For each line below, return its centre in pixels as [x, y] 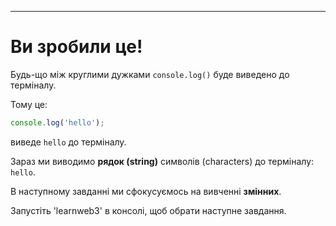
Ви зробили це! [76, 47]
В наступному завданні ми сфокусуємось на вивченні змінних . [146, 191]
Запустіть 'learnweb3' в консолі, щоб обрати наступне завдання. [148, 210]
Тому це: [29, 104]
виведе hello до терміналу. [68, 142]
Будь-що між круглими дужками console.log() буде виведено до [150, 74]
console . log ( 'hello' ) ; [57, 122]
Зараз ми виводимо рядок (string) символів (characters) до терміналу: [162, 161]
